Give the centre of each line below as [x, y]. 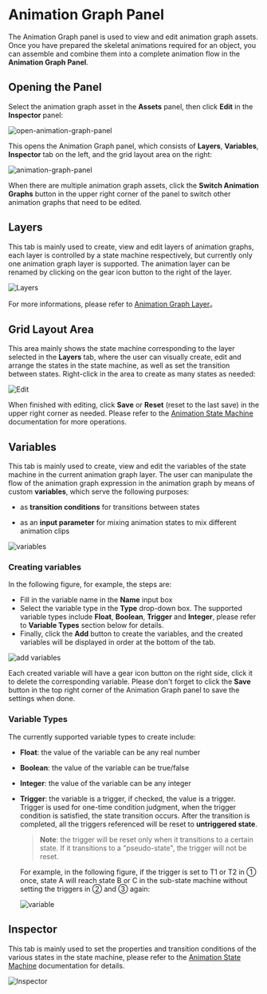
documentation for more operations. [68, 422]
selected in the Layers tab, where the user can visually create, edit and [125, 357]
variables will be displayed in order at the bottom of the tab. [118, 642]
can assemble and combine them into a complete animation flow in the [124, 53]
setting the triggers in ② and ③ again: [84, 889]
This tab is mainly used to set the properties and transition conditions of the [132, 949]
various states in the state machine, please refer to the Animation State [125, 957]
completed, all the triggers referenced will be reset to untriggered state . [138, 824]
